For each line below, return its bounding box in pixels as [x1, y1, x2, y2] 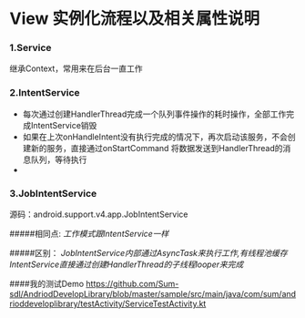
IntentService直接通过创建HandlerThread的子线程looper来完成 [9, 259, 244, 270]
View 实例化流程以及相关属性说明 [9, 8, 260, 29]
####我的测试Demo [9, 279, 85, 290]
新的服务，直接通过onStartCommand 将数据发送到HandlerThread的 [30, 142, 284, 153]
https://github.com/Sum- [86, 279, 179, 290]
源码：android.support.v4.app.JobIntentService [9, 209, 188, 220]
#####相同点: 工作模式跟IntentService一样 [9, 229, 169, 240]
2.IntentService [9, 87, 80, 99]
